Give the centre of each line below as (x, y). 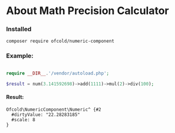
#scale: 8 (23, 120)
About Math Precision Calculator (87, 11)
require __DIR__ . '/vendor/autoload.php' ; (58, 73)
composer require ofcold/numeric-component (60, 41)
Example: (20, 56)
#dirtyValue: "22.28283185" (46, 115)
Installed (19, 29)
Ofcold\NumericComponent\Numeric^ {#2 (54, 110)
